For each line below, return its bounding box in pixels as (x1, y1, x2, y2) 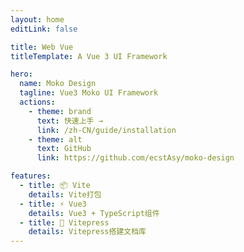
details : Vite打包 (28, 189, 102, 200)
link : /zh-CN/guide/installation (36, 125, 177, 135)
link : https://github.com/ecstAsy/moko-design (36, 153, 235, 163)
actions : (19, 97, 56, 107)
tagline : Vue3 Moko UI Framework (19, 88, 159, 98)
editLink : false (10, 24, 78, 34)
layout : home (10, 14, 65, 25)
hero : (10, 69, 33, 80)
